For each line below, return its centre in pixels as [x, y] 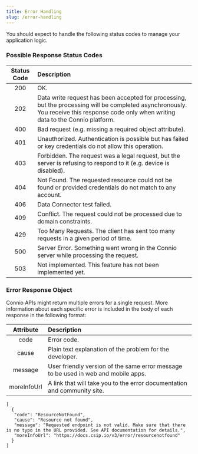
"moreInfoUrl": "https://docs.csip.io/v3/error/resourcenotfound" [97, 436]
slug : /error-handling [34, 17]
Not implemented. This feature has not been [98, 265]
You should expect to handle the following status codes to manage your [93, 34]
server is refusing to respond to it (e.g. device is [103, 163]
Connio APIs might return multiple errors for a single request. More [87, 303]
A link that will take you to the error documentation [118, 383]
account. [49, 195]
